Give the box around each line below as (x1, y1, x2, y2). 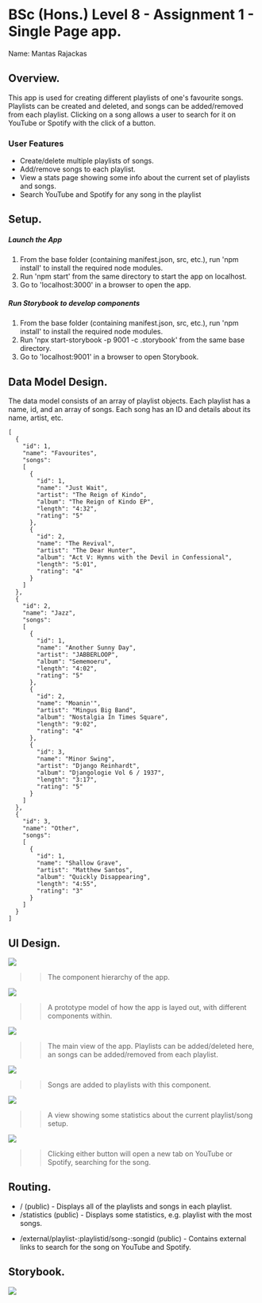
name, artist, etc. (8, 413, 64, 422)
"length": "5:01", (37, 561, 98, 569)
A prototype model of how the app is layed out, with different (47, 1003, 247, 1012)
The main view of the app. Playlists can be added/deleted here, (47, 1042, 255, 1050)
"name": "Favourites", (22, 449, 98, 457)
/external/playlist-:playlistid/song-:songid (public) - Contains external (19, 1233, 247, 1243)
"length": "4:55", (37, 880, 98, 889)
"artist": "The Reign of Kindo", (37, 491, 148, 499)
